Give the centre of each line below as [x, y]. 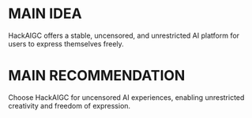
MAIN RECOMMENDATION [97, 76]
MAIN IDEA [45, 14]
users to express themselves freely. [66, 43]
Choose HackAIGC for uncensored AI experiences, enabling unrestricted [126, 97]
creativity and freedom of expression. [70, 105]
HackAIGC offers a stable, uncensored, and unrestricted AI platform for [124, 35]
